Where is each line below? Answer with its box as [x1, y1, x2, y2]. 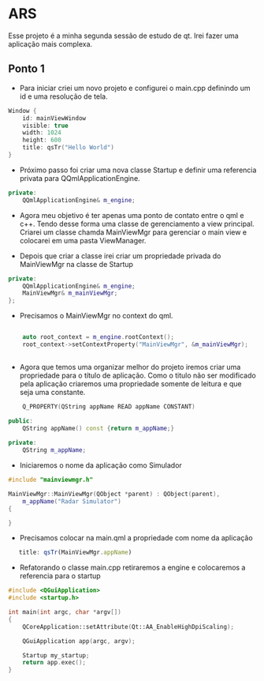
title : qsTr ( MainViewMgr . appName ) [18, 548, 132, 557]
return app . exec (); [22, 659, 87, 667]
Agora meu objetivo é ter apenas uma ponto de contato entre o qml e [19, 210, 244, 220]
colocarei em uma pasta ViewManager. [19, 235, 147, 245]
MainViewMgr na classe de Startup [19, 259, 134, 269]
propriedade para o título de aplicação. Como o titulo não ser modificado [19, 371, 256, 380]
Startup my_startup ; [22, 651, 90, 660]
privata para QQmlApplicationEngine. [19, 173, 140, 182]
